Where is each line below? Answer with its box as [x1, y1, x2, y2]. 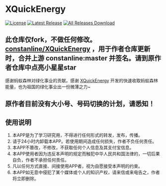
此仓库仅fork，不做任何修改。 [5, 36, 97, 44]
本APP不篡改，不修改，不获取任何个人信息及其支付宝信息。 [12, 144, 134, 150]
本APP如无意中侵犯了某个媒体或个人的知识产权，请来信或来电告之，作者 [12, 169, 160, 175]
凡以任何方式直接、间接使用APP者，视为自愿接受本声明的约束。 [12, 163, 143, 169]
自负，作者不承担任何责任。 [12, 157, 69, 163]
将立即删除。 [12, 175, 39, 182]
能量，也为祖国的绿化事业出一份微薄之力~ [5, 83, 91, 90]
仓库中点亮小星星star [11, 63, 77, 72]
